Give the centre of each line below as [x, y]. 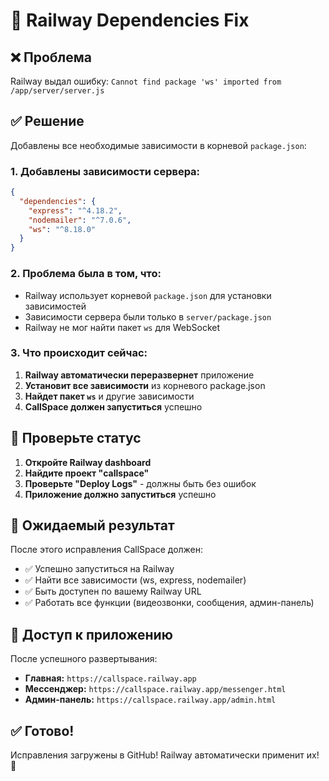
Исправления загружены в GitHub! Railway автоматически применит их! [165, 755]
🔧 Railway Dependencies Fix [130, 20]
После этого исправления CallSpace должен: [107, 550]
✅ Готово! [42, 730]
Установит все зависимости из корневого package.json [145, 385]
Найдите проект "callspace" [87, 473]
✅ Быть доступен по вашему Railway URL [113, 591]
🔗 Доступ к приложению [91, 634]
